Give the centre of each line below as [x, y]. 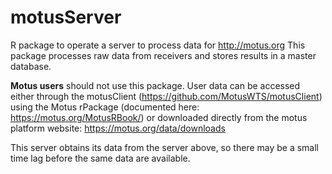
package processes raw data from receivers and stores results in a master [163, 55]
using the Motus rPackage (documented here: [105, 107]
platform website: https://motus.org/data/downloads [118, 128]
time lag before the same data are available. [100, 158]
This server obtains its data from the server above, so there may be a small [164, 147]
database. [31, 66]
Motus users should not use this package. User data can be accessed [155, 85]
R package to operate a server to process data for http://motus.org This [158, 45]
